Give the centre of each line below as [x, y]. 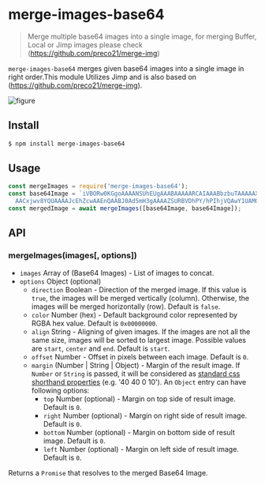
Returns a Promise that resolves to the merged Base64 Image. [108, 472]
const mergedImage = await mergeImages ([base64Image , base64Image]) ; [125, 209]
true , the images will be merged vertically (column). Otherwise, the [140, 298]
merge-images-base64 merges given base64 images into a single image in [126, 68]
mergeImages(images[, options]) [73, 256]
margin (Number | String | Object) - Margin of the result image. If [136, 365]
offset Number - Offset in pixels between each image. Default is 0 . [140, 356]
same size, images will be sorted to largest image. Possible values [139, 340]
